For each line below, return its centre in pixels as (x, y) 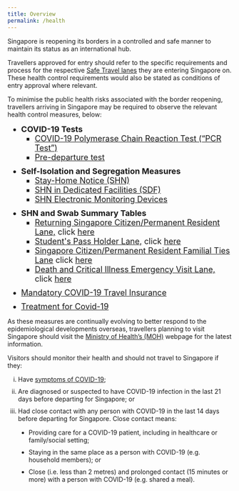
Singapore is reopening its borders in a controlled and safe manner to (110, 41)
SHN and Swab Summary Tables (84, 213)
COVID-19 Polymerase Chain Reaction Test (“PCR (128, 138)
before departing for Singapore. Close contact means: (97, 418)
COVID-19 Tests (52, 129)
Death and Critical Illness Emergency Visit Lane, (125, 269)
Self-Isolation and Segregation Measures (101, 171)
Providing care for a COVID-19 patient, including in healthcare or (123, 432)
